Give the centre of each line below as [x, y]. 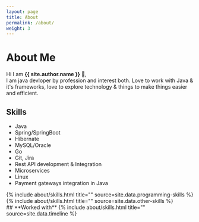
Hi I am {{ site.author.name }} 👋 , [46, 74]
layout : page [22, 12]
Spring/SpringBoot [37, 132]
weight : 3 [18, 28]
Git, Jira [24, 158]
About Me [31, 58]
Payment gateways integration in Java [61, 183]
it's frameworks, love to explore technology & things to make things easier [97, 87]
